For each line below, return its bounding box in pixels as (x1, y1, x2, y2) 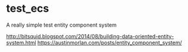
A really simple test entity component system (6, 21, 117, 28)
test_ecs (6, 2, 49, 15)
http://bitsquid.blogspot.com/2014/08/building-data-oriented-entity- (6, 32, 174, 40)
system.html (6, 39, 37, 46)
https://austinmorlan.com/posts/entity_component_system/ (37, 39, 183, 46)
